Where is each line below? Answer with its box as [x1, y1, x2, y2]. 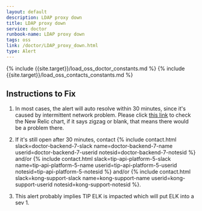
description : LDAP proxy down [6, 15, 83, 21]
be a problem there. [14, 124, 65, 131]
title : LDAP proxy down [6, 20, 66, 26]
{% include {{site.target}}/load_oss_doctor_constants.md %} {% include [6, 65, 185, 72]
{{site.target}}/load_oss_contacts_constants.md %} [6, 71, 134, 79]
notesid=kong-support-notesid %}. [54, 181, 142, 188]
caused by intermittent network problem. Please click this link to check [14, 111, 191, 118]
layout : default [6, 8, 47, 15]
